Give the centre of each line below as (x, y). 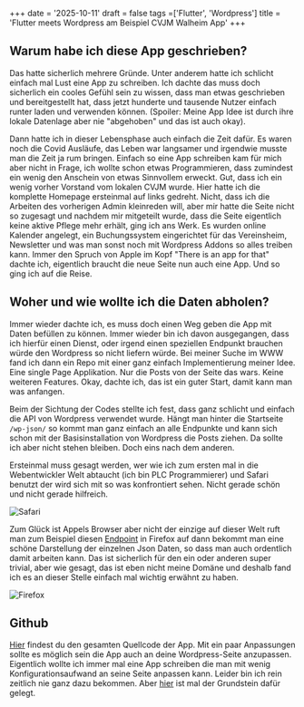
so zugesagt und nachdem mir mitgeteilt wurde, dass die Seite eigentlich (146, 216)
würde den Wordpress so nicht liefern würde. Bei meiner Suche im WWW (147, 353)
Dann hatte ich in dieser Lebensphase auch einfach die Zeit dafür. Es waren (151, 139)
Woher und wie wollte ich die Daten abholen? (139, 302)
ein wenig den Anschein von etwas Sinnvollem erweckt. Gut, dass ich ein (146, 177)
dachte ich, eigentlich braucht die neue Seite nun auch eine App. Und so (145, 264)
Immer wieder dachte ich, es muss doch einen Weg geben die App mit (141, 324)
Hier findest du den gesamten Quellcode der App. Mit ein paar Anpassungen (152, 645)
